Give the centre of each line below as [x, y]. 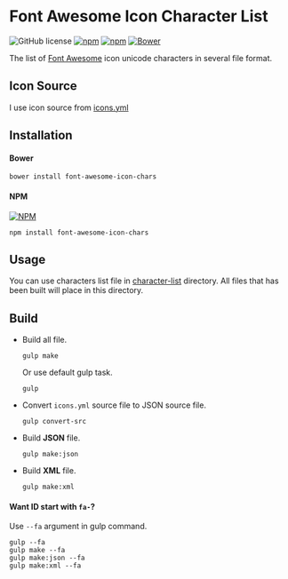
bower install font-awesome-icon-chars [83, 177]
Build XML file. [49, 471]
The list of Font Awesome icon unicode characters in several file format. [141, 58]
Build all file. [44, 340]
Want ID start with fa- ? [52, 506]
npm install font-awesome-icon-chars [79, 233]
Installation [41, 135]
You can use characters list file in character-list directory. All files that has [144, 281]
